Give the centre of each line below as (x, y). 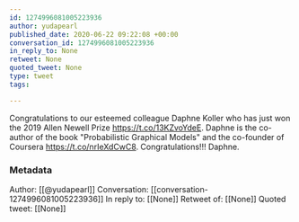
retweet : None (36, 59)
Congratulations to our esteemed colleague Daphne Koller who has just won (150, 118)
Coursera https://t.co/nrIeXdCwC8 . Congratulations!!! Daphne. (124, 147)
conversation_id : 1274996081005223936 (82, 43)
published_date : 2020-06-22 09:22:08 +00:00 (94, 34)
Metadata (31, 170)
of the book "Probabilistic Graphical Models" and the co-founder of (160, 137)
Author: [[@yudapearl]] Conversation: (79, 189)
